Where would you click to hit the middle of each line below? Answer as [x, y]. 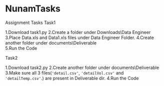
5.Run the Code [21, 48]
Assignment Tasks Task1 [30, 22]
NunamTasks [33, 9]
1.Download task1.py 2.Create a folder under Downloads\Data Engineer [78, 32]
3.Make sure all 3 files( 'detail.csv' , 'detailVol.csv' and [64, 72]
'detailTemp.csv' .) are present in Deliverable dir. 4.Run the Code [72, 78]
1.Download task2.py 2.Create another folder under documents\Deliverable [82, 67]
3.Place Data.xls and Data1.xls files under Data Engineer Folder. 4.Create [79, 37]
